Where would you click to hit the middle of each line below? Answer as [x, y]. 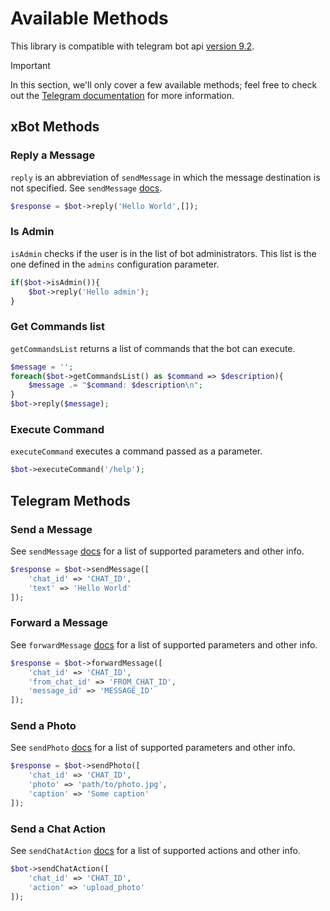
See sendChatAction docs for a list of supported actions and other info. [155, 851]
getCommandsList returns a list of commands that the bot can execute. [153, 348]
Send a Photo [43, 726]
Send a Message [51, 529]
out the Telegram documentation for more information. [122, 95]
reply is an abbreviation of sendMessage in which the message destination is [165, 177]
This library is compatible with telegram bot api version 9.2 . [132, 46]
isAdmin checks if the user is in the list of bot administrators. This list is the [163, 253]
